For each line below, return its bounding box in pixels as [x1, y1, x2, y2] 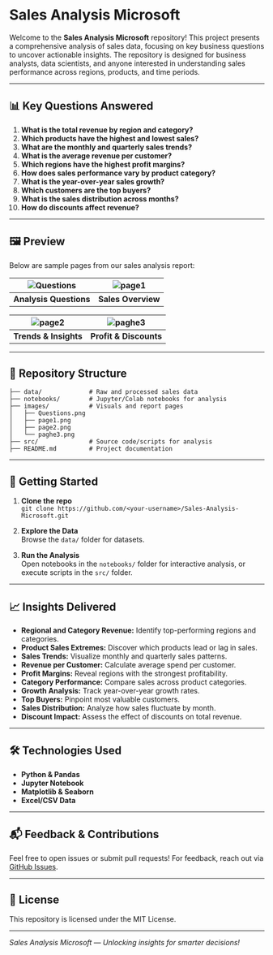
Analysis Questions [13, 293, 91, 305]
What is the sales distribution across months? [20, 193, 179, 204]
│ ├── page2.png [9, 424, 71, 432]
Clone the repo [20, 496, 72, 506]
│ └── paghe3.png [9, 430, 75, 439]
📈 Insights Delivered [9, 599, 117, 614]
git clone [20, 505, 55, 513]
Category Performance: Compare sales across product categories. [20, 677, 247, 687]
